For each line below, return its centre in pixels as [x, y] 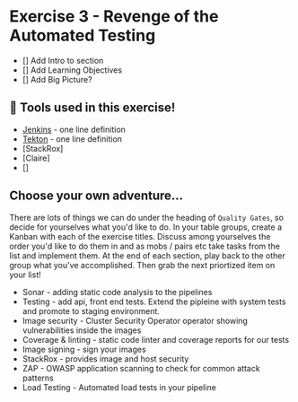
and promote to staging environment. [91, 310]
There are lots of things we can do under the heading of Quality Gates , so [147, 217]
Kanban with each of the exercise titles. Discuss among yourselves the [140, 236]
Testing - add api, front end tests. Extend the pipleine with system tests [154, 301]
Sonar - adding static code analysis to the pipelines [117, 292]
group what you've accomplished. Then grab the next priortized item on [142, 265]
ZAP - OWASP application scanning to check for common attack [141, 368]
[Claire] [36, 158]
